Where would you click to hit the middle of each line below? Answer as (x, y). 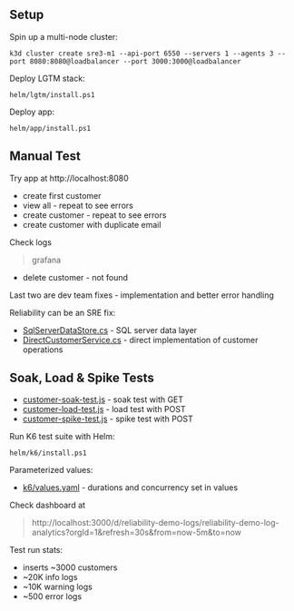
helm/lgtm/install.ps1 (52, 94)
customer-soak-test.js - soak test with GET (103, 399)
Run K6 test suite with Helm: (62, 437)
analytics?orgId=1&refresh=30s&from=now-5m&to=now (137, 532)
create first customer (62, 195)
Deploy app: (32, 112)
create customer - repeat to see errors (94, 215)
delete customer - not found (75, 277)
